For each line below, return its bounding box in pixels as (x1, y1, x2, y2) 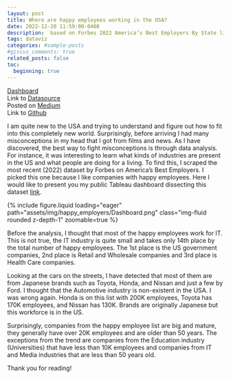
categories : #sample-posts (7, 42, 85, 49)
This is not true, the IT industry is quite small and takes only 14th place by (7, 236, 215, 244)
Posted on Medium (7, 101, 60, 109)
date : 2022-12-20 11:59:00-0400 (7, 23, 100, 30)
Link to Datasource (7, 94, 60, 102)
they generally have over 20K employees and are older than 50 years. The (7, 328, 217, 337)
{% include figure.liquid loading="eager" (7, 201, 122, 209)
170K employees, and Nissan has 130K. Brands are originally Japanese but (7, 301, 219, 309)
